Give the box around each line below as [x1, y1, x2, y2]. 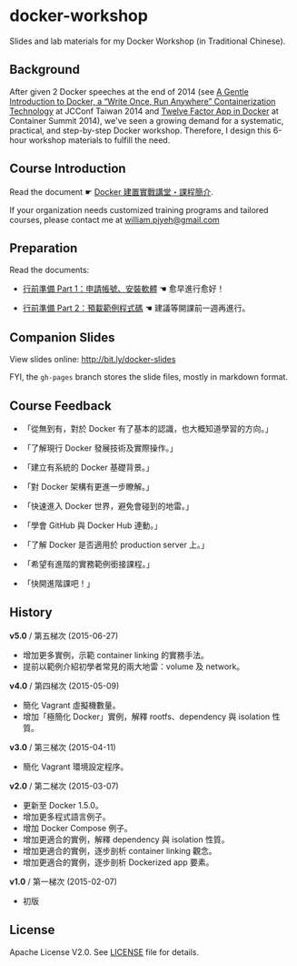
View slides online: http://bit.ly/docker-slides [9, 354, 176, 365]
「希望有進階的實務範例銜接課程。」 [22, 559, 154, 569]
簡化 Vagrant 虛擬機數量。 [22, 699, 121, 710]
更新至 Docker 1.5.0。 [22, 799, 104, 810]
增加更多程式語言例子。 [22, 811, 111, 822]
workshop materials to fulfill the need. [28, 134, 171, 146]
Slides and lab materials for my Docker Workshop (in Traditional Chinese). [9, 36, 286, 46]
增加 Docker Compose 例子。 [22, 822, 134, 833]
